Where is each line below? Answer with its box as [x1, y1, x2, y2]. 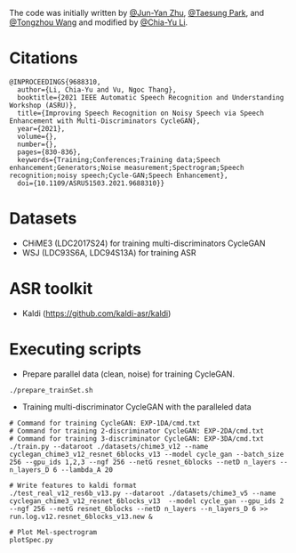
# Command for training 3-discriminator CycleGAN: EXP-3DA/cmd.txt [9, 434, 265, 443]
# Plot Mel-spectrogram [9, 527, 98, 537]
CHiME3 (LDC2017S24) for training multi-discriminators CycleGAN [21, 238, 266, 248]
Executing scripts [9, 339, 142, 359]
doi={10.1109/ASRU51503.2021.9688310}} [17, 178, 165, 188]
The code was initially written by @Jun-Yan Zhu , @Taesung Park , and [9, 8, 265, 18]
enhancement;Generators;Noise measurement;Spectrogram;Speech [9, 163, 244, 172]
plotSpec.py [9, 535, 53, 544]
